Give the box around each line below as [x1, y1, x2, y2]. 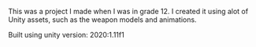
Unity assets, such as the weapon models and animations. [8, 15, 197, 24]
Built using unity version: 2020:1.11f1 [8, 31, 124, 39]
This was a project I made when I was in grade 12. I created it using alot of [8, 7, 249, 16]
